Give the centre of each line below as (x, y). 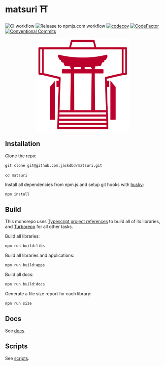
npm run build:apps (25, 265)
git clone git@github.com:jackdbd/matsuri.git (54, 165)
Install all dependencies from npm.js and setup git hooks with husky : (75, 184)
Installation (23, 144)
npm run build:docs (25, 284)
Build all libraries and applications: (40, 255)
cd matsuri (16, 175)
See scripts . (17, 358)
